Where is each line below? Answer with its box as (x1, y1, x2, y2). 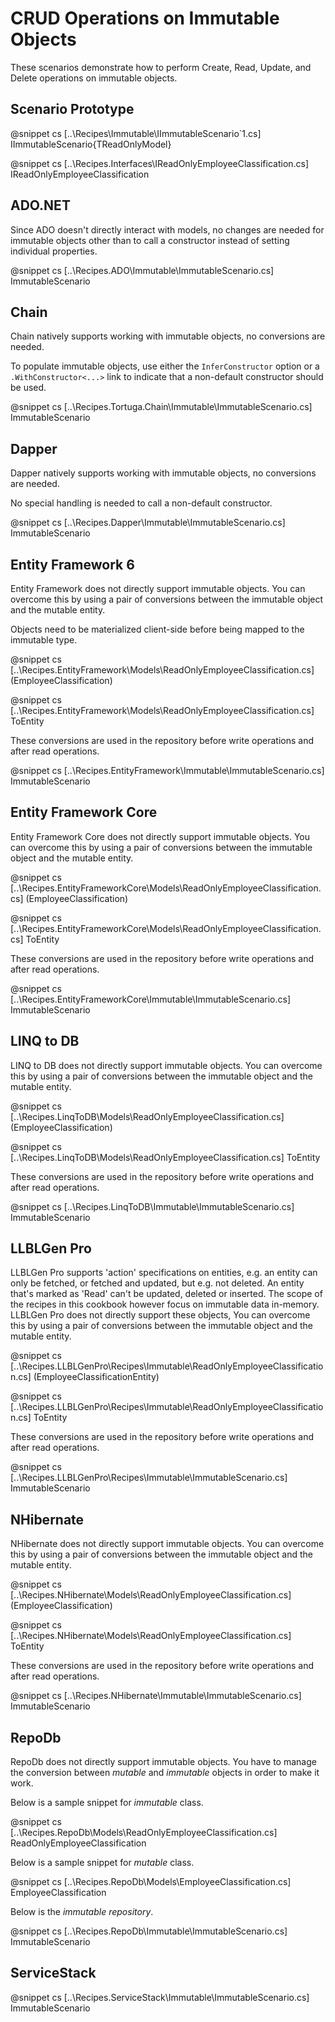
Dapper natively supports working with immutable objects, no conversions (10, 467, 317, 479)
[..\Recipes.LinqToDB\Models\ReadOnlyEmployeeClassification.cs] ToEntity (10, 1151, 321, 1163)
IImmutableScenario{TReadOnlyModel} (10, 138, 172, 150)
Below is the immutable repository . (10, 1906, 154, 1918)
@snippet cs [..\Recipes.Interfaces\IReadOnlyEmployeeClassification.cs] (10, 157, 310, 169)
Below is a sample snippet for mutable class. (10, 1857, 195, 1869)
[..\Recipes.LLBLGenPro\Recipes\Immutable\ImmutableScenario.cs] (10, 1472, 288, 1484)
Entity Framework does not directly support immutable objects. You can (10, 583, 306, 594)
